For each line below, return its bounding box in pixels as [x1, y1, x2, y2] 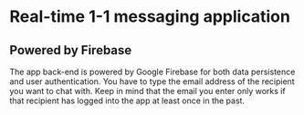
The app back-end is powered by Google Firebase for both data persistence [9, 66, 296, 77]
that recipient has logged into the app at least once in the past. [9, 95, 245, 106]
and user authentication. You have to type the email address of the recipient [9, 76, 295, 87]
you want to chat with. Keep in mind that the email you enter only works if [9, 86, 286, 96]
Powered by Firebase [9, 43, 132, 58]
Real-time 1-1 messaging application [9, 6, 290, 27]
